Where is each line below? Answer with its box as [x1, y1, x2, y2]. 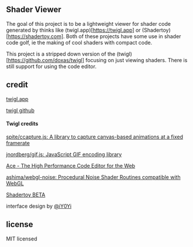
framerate [6, 139, 30, 146]
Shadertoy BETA [6, 191, 46, 198]
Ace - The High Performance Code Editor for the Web [6, 162, 136, 169]
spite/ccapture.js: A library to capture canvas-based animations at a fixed [6, 133, 183, 140]
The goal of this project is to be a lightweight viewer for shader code [6, 20, 171, 27]
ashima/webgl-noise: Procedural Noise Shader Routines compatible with [6, 173, 181, 181]
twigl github [6, 107, 35, 114]
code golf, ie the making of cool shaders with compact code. [6, 39, 153, 46]
